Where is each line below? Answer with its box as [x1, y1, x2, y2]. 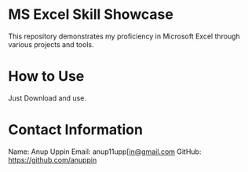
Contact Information [8, 121, 144, 139]
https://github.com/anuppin [8, 155, 97, 164]
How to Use [8, 68, 85, 86]
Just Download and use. [8, 93, 86, 103]
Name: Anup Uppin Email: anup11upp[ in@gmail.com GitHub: [8, 147, 202, 156]
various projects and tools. [8, 39, 94, 49]
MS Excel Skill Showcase [8, 5, 174, 24]
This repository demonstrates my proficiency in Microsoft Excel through [8, 31, 241, 41]
